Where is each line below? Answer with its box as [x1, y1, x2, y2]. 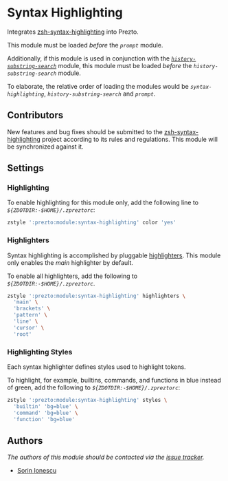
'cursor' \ [13, 324, 45, 331]
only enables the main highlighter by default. [7, 258, 134, 266]
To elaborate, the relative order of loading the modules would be [7, 82, 189, 90]
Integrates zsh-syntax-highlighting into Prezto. [7, 28, 139, 36]
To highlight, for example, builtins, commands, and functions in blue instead [7, 376, 222, 385]
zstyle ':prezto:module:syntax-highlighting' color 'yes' [7, 219, 176, 226]
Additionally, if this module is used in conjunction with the [7, 54, 170, 63]
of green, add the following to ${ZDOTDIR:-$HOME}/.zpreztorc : [7, 383, 181, 392]
